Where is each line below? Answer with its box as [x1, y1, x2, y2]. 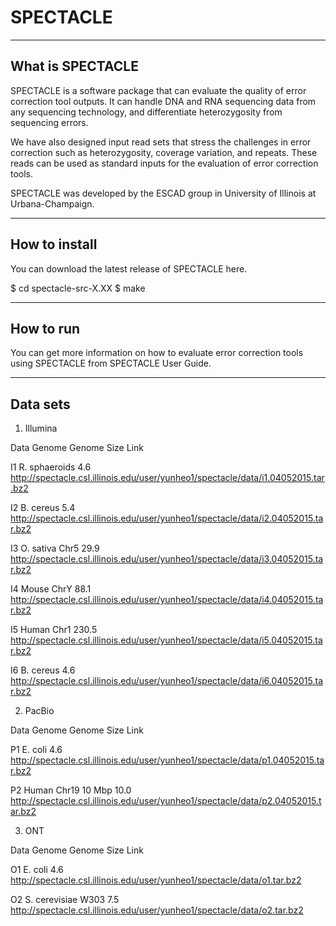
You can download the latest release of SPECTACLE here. [10, 262, 248, 275]
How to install [10, 236, 98, 253]
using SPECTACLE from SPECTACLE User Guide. [10, 357, 212, 370]
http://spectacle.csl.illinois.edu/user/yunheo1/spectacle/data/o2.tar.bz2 [10, 904, 304, 916]
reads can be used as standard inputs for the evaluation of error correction [10, 157, 319, 169]
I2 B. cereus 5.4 [10, 502, 76, 514]
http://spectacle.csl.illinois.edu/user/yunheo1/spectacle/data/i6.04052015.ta [10, 675, 324, 687]
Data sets [10, 396, 71, 413]
